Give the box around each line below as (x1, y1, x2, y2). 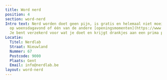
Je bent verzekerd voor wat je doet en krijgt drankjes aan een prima (9, 30, 159, 35)
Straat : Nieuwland (9, 44, 48, 49)
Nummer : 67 (9, 49, 32, 54)
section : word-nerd (5, 16, 46, 21)
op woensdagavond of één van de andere (9, 26, 92, 31)
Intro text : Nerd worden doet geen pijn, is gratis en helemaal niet (5, 21, 153, 26)
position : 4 (5, 12, 30, 17)
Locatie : (5, 35, 23, 40)
